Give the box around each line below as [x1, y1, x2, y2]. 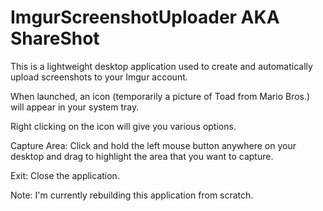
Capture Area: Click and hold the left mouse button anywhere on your [10, 139, 297, 151]
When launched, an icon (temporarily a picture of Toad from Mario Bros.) [10, 90, 311, 102]
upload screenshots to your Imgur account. [10, 71, 188, 83]
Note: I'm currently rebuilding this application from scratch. [10, 189, 254, 201]
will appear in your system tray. [10, 101, 140, 113]
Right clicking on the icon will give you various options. [10, 120, 237, 132]
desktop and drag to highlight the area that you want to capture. [10, 150, 274, 162]
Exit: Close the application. [10, 169, 120, 181]
